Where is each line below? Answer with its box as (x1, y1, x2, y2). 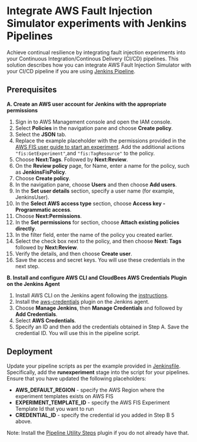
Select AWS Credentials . (15, 317, 76, 324)
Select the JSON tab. (15, 131, 66, 138)
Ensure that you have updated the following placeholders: (6, 375, 146, 382)
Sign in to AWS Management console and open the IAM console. (15, 118, 172, 125)
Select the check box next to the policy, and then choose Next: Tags (15, 238, 182, 245)
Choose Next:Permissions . (15, 212, 82, 219)
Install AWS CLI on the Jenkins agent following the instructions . (15, 291, 169, 299)
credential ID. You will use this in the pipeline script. (15, 329, 141, 336)
